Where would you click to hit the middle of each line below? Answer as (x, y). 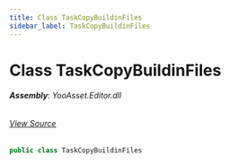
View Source (33, 123)
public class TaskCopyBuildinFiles (76, 150)
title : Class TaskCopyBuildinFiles (76, 17)
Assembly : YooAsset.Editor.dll (66, 96)
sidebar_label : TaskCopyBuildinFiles (80, 26)
